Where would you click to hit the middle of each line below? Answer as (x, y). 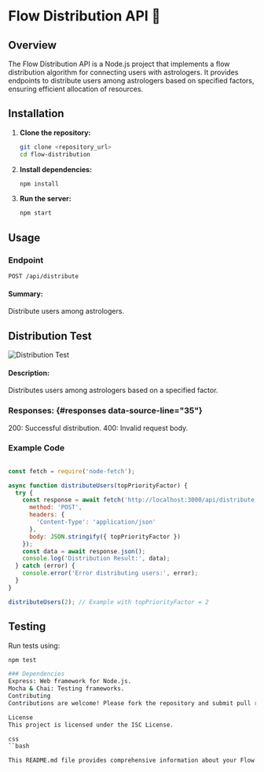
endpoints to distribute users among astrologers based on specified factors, (131, 81)
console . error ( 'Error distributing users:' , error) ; (110, 573)
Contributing (29, 696)
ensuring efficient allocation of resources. (76, 89)
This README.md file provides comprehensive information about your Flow (132, 761)
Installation (36, 114)
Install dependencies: (56, 169)
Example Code (37, 448)
